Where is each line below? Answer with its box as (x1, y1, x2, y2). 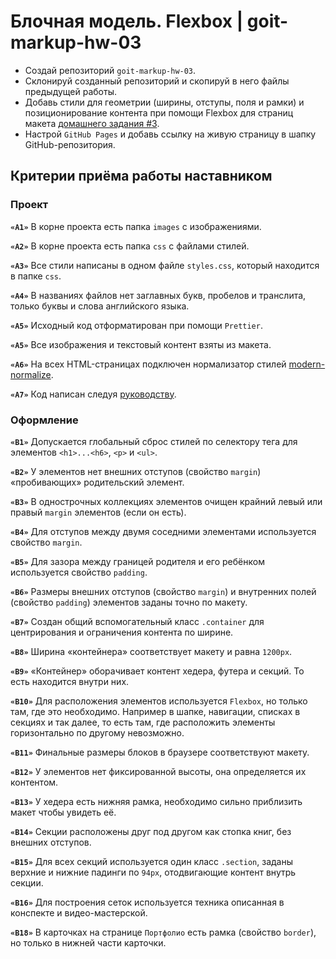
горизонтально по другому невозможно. (10, 726, 185, 739)
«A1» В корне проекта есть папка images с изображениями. (10, 220, 262, 232)
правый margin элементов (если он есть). (10, 506, 187, 518)
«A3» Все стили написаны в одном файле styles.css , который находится (10, 259, 320, 271)
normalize (10, 368, 52, 380)
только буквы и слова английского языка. (10, 300, 190, 312)
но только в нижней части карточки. (10, 936, 167, 949)
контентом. (10, 776, 59, 788)
